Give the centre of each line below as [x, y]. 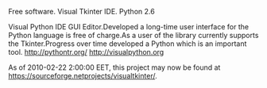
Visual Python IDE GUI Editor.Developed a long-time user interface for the [128, 27]
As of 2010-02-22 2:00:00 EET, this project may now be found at [114, 67]
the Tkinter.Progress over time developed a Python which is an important [128, 44]
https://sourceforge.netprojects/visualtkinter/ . [83, 76]
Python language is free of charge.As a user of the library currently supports [133, 35]
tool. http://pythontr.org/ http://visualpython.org [86, 52]
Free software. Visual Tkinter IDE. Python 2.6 [81, 11]
